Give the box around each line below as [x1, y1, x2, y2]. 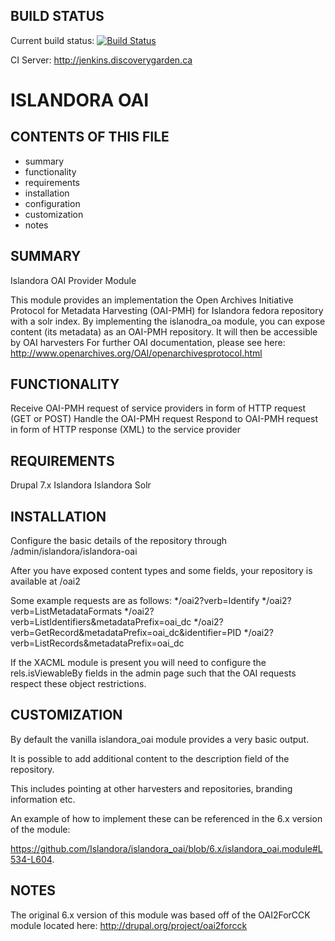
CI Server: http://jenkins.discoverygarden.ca [10, 54, 193, 66]
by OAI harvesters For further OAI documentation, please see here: [10, 336, 286, 348]
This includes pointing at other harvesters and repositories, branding [10, 782, 293, 794]
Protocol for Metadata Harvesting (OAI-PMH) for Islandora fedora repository [10, 304, 324, 316]
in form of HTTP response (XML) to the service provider [10, 424, 242, 436]
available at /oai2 [10, 575, 81, 588]
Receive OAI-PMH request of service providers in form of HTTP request [10, 402, 307, 414]
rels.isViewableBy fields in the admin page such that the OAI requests [10, 667, 297, 679]
